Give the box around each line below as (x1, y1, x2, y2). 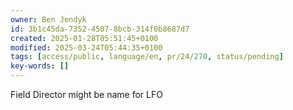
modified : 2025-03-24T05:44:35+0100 (10, 42, 163, 53)
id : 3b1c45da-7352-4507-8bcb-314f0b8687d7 (10, 24, 190, 34)
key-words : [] (10, 61, 70, 71)
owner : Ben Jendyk (10, 14, 87, 25)
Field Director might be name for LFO (10, 89, 163, 100)
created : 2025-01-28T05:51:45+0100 (10, 33, 159, 43)
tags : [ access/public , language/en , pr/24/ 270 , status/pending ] (10, 52, 284, 62)
